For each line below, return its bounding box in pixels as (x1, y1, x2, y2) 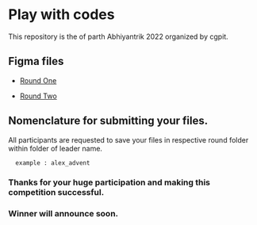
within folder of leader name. (8, 143, 103, 153)
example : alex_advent (15, 158, 90, 167)
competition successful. (8, 187, 105, 198)
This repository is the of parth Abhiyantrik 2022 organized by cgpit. (8, 32, 228, 41)
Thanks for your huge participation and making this (8, 177, 211, 188)
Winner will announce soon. (8, 208, 119, 219)
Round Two (19, 91, 57, 101)
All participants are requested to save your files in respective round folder (8, 135, 249, 144)
